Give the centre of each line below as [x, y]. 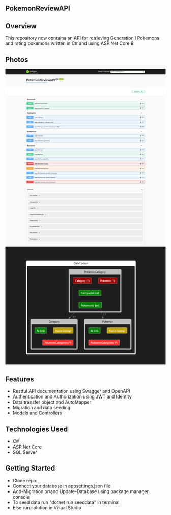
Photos [17, 60]
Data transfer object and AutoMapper [52, 402]
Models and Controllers [37, 413]
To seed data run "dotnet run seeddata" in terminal [66, 502]
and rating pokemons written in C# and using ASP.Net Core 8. [70, 43]
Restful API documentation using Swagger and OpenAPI [71, 391]
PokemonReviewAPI [38, 8]
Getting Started [30, 468]
